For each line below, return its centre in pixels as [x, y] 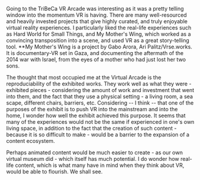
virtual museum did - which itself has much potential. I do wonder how [93, 159]
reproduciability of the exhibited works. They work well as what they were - [99, 84]
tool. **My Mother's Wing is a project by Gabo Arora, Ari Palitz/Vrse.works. [99, 47]
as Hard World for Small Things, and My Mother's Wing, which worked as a [99, 34]
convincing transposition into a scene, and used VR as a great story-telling [98, 40]
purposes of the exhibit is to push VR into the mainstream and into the [92, 109]
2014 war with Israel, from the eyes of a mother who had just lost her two [96, 60]
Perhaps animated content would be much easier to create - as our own [95, 152]
